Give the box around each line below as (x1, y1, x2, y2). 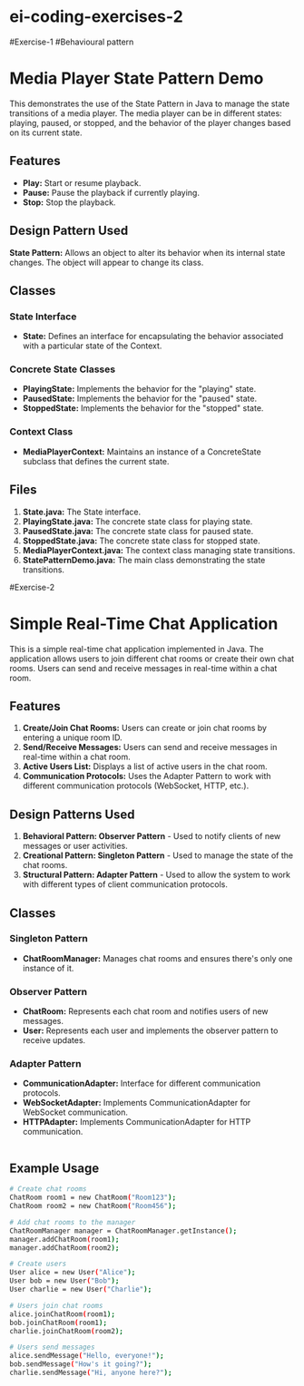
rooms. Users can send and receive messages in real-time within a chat (9, 662, 278, 673)
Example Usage (9, 1160, 100, 1176)
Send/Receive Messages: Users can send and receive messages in (22, 742, 278, 753)
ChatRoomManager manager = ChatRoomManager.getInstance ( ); (9, 1226, 238, 1235)
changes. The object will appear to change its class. (9, 257, 204, 268)
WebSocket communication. (22, 1107, 129, 1118)
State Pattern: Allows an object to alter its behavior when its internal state (9, 247, 286, 258)
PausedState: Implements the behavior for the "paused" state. (22, 393, 257, 405)
